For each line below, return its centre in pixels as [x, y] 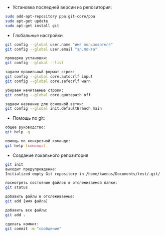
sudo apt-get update [27, 21]
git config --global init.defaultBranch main [53, 109]
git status [17, 187]
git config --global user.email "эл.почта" [51, 49]
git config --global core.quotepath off [48, 95]
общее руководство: [26, 127]
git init [14, 164]
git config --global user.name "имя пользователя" [59, 45]
